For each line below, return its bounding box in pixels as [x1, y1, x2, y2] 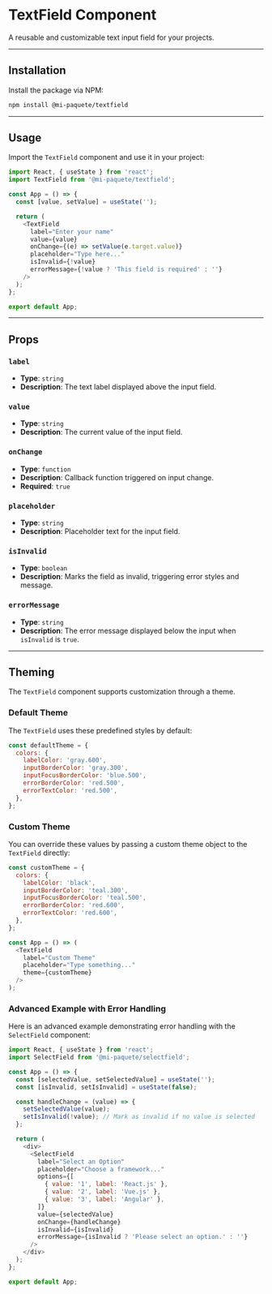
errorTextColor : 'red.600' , [23, 909, 117, 918]
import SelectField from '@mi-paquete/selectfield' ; [8, 1053, 190, 1062]
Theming [8, 665, 55, 679]
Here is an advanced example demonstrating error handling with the [8, 1021, 236, 1031]
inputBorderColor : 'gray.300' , [23, 764, 129, 772]
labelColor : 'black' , [23, 879, 96, 887]
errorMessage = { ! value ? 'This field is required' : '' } [29, 265, 223, 273]
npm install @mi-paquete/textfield [8, 101, 129, 109]
